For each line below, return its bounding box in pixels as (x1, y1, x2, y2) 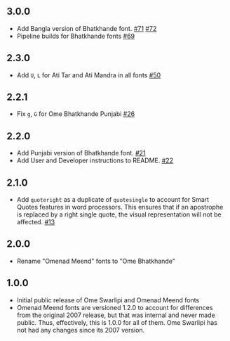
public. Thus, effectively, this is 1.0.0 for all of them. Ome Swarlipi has (16, 318, 218, 326)
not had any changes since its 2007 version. (16, 326, 145, 334)
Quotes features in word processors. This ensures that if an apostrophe (16, 203, 224, 212)
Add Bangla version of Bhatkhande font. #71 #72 (16, 24, 157, 32)
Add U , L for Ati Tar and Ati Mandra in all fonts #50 (16, 70, 161, 79)
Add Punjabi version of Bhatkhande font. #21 (16, 149, 146, 157)
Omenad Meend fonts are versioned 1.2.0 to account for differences (16, 303, 213, 311)
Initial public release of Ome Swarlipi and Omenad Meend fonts (16, 295, 200, 304)
